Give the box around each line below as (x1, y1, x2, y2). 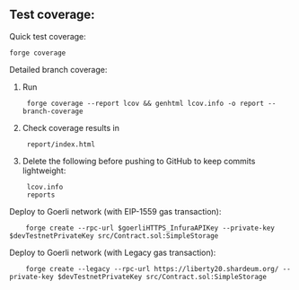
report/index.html (26, 139, 96, 149)
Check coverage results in (22, 122, 119, 133)
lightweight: (22, 165, 66, 176)
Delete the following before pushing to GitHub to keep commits (22, 155, 256, 166)
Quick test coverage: (9, 31, 87, 41)
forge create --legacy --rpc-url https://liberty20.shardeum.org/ (25, 264, 279, 273)
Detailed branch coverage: (9, 64, 108, 75)
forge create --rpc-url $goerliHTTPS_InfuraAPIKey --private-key (25, 224, 276, 233)
